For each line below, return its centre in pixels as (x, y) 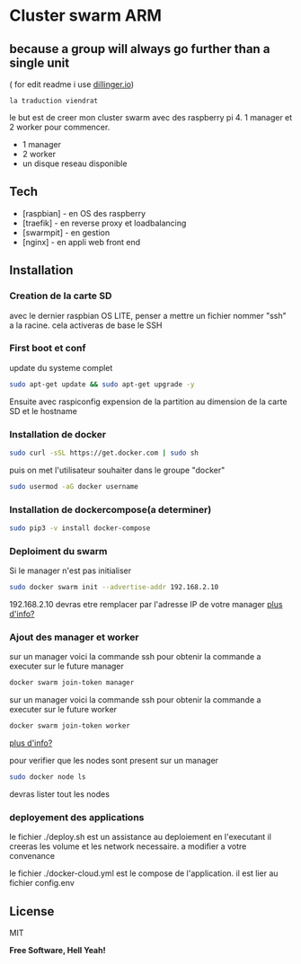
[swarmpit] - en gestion (66, 232)
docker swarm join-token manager (72, 683)
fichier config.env (42, 883)
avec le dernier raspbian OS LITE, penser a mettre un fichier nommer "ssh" (148, 315)
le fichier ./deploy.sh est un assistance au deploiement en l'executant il (141, 837)
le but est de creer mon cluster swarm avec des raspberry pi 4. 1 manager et (151, 117)
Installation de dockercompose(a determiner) (111, 509)
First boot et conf (48, 349)
